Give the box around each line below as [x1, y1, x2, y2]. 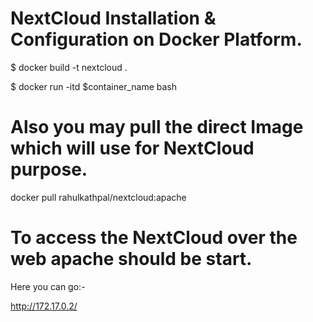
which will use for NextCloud [10, 137, 255, 160]
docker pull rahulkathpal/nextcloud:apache [10, 191, 187, 203]
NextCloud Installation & [10, 7, 217, 30]
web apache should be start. [10, 248, 253, 271]
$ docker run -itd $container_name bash [10, 80, 178, 92]
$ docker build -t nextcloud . [10, 61, 128, 73]
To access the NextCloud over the [10, 227, 298, 249]
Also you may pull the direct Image [10, 116, 304, 139]
